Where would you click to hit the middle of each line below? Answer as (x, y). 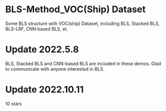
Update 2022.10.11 (45, 90)
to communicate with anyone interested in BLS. (55, 69)
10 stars (14, 103)
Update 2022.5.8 (42, 50)
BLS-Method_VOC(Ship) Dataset (76, 9)
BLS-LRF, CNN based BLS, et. (37, 29)
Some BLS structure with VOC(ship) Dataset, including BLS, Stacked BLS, (82, 23)
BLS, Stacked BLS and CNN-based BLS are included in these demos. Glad (83, 63)
